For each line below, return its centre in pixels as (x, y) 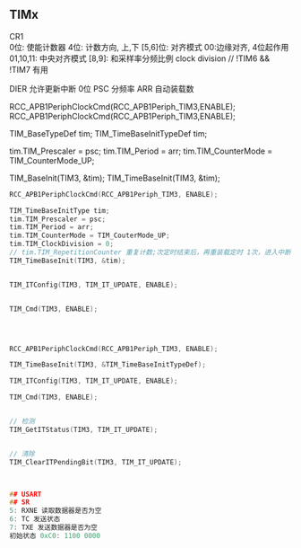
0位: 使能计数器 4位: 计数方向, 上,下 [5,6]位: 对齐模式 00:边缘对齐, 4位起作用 (149, 47)
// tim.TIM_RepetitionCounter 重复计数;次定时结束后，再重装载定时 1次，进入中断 (150, 252)
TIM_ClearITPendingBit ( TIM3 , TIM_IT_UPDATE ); (95, 462)
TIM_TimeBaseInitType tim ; (60, 210)
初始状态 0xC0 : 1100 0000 (55, 535)
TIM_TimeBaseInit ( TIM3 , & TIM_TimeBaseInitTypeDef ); (107, 365)
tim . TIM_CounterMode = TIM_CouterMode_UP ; (90, 236)
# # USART (26, 494)
